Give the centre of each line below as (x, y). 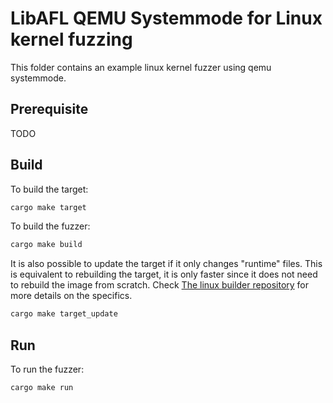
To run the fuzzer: (47, 369)
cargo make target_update (64, 314)
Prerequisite (49, 109)
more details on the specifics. (71, 296)
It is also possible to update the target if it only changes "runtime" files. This (166, 264)
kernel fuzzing (71, 39)
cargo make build (46, 245)
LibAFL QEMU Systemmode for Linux (166, 18)
